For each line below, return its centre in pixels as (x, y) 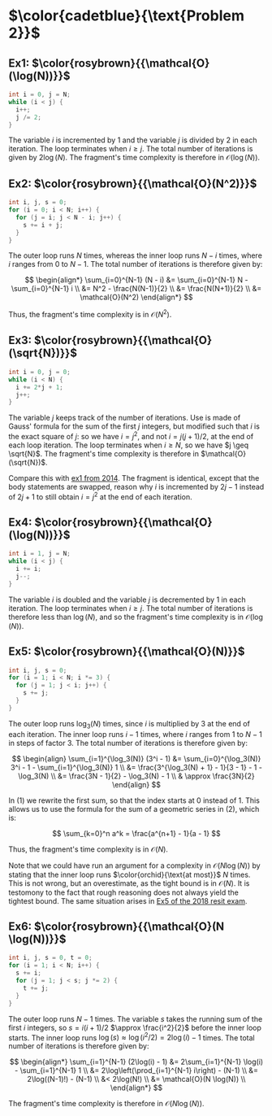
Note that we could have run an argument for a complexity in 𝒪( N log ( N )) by (135, 865)
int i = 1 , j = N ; (39, 554)
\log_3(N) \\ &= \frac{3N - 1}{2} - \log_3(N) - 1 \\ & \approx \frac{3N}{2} (136, 776)
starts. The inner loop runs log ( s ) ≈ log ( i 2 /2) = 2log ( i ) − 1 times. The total (132, 1037)
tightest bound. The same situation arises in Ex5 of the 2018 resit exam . (128, 900)
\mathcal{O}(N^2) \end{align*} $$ (136, 297)
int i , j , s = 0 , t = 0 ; (50, 958)
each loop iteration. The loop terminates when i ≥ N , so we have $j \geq (129, 445)
